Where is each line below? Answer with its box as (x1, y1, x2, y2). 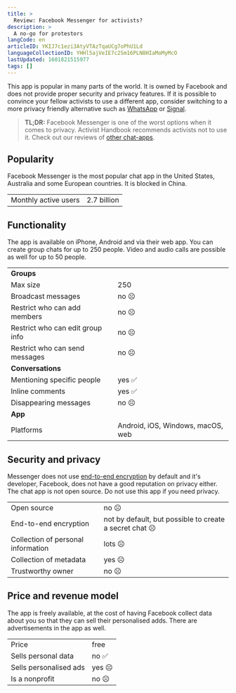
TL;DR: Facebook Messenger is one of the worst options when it (24, 117, 212, 127)
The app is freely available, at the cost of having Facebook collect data (7, 609, 212, 617)
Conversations (11, 364, 61, 374)
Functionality (7, 219, 67, 231)
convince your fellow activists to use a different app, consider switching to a (7, 96, 228, 106)
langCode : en (7, 37, 46, 44)
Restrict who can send (11, 343, 85, 353)
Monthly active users (11, 195, 80, 205)
